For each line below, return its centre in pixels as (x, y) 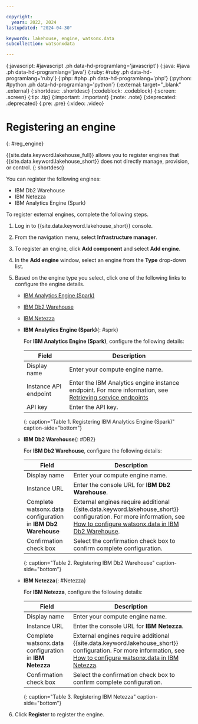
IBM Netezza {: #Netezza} (55, 581)
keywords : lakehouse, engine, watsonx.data (60, 38)
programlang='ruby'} (32, 78)
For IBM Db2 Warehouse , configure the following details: (93, 451)
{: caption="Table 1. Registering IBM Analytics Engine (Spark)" (99, 422)
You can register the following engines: (54, 179)
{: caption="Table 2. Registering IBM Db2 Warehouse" (89, 563)
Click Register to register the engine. (60, 715)
